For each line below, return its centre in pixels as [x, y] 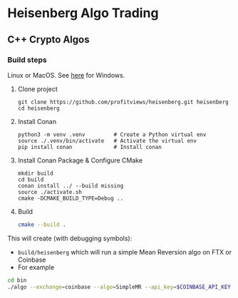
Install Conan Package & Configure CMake [80, 160]
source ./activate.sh [50, 192]
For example [36, 267]
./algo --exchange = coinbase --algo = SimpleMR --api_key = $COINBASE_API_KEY [119, 287]
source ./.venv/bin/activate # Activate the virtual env [107, 140]
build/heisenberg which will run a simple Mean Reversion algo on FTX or [125, 252]
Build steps [27, 60]
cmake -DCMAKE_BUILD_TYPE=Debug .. [71, 198]
